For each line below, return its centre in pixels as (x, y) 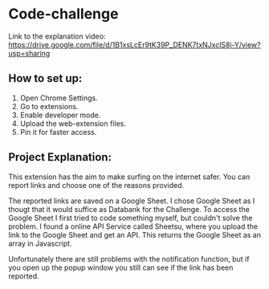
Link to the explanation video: (57, 36)
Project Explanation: (60, 157)
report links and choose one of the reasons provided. (96, 185)
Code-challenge (63, 14)
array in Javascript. (40, 243)
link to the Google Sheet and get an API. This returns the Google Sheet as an (135, 234)
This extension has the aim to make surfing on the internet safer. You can (129, 177)
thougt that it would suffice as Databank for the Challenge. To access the (129, 209)
